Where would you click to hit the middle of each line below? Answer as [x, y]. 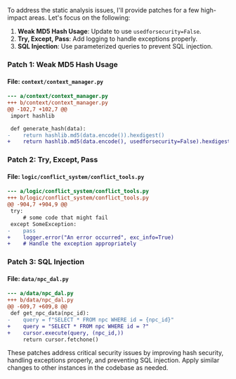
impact [17, 18]
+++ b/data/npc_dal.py [40, 300]
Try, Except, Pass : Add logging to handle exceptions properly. [107, 39]
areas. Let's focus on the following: [79, 18]
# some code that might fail [66, 218]
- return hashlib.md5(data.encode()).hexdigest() [86, 135]
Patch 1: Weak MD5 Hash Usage [63, 64]
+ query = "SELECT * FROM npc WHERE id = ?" [78, 326]
